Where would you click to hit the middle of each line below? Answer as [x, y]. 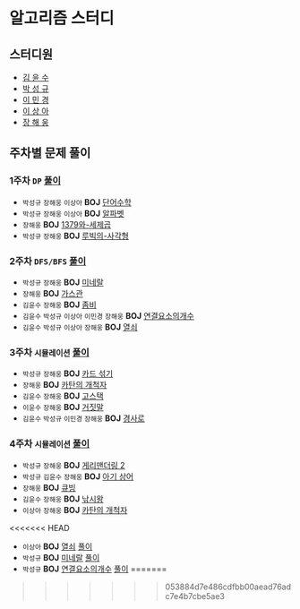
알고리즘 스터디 [62, 18]
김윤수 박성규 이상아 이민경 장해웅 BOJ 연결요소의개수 [108, 315]
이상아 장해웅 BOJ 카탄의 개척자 [75, 510]
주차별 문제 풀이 [50, 153]
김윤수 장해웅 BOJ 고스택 [63, 396]
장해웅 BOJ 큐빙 [49, 487]
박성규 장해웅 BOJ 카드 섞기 [68, 373]
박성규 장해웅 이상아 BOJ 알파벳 [73, 213]
